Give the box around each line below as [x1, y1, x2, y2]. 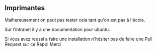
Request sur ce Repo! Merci [4, 41, 62, 47]
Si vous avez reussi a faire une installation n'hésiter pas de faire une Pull [4, 36, 153, 42]
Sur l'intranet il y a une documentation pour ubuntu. [4, 26, 110, 32]
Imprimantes [4, 4, 45, 12]
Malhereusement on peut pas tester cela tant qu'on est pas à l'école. [4, 17, 145, 23]
